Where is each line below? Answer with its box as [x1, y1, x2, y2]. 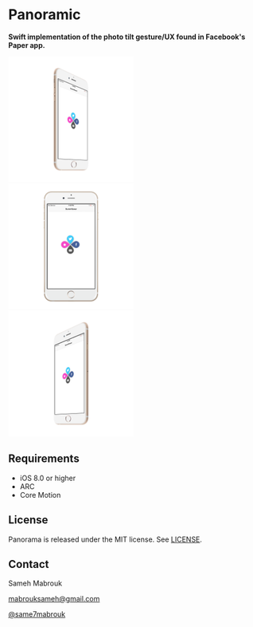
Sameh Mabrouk [8, 578, 62, 588]
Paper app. [8, 40, 45, 49]
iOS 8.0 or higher [19, 473, 76, 483]
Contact [8, 557, 49, 571]
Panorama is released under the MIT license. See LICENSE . [8, 534, 203, 544]
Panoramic [8, 6, 81, 24]
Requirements [8, 452, 80, 466]
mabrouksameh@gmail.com [8, 594, 100, 604]
